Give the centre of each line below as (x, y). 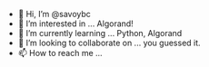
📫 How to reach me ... (60, 53)
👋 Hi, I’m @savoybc (54, 14)
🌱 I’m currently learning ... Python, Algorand (100, 33)
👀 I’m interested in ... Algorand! (75, 24)
